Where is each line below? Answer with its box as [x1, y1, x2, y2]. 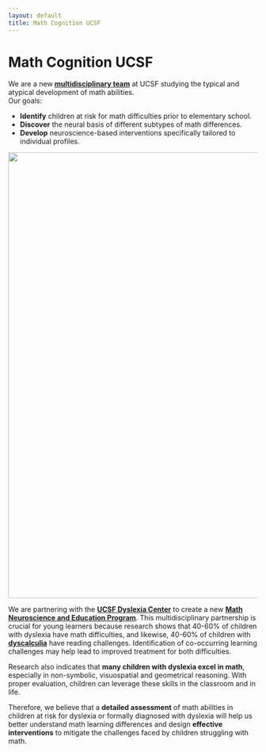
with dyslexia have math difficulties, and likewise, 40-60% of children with [8, 630, 251, 639]
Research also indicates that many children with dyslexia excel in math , [8, 662, 245, 672]
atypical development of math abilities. [8, 88, 135, 97]
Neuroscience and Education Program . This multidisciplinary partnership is [8, 613, 256, 623]
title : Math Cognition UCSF [8, 19, 101, 27]
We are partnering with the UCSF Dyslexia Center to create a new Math [8, 605, 243, 614]
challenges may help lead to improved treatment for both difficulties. [8, 647, 232, 656]
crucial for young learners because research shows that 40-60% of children [8, 621, 257, 631]
